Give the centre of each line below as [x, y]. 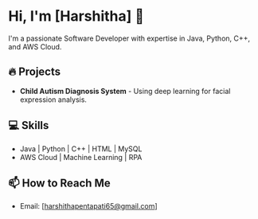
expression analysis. [53, 100]
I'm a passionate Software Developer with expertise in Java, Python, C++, [129, 38]
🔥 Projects [35, 72]
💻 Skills [29, 125]
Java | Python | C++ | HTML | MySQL [81, 149]
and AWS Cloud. [35, 46]
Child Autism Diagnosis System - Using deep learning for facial [125, 91]
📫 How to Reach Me [59, 183]
